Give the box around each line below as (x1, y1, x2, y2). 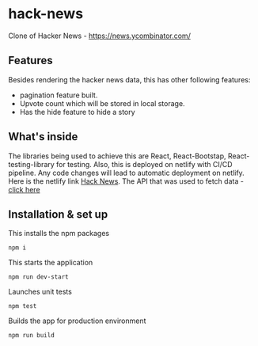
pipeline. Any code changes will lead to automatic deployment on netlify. (8, 168, 245, 177)
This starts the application (8, 258, 93, 268)
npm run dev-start (8, 273, 69, 281)
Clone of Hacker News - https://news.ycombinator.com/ (8, 31, 192, 40)
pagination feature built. (19, 90, 98, 100)
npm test (8, 302, 37, 310)
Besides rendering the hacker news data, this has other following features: (8, 74, 251, 84)
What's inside (8, 130, 78, 143)
